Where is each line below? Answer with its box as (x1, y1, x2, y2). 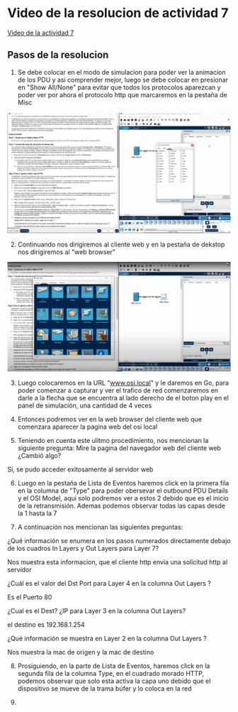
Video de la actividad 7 (7, 28, 74, 37)
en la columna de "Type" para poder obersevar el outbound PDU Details (17, 486, 229, 495)
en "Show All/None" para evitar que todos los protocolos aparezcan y (17, 83, 221, 92)
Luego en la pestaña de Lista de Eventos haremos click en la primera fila (17, 479, 229, 487)
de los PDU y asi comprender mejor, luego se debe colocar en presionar (17, 75, 229, 84)
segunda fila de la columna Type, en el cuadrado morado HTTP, (17, 669, 204, 677)
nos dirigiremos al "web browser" (17, 248, 115, 256)
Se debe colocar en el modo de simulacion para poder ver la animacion (17, 67, 226, 76)
